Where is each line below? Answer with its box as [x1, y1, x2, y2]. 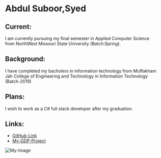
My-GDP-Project [12, 138, 46, 144]
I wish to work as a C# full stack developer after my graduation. [5, 105, 134, 111]
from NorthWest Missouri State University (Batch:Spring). [5, 41, 121, 47]
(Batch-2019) [5, 78, 32, 84]
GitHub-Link [12, 133, 37, 139]
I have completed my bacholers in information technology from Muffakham [5, 68, 157, 74]
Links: [5, 120, 25, 128]
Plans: [5, 93, 25, 101]
